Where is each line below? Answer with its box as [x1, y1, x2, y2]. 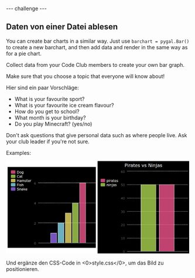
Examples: [6, 149, 31, 156]
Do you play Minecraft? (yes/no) [14, 120, 93, 127]
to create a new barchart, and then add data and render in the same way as [6, 43, 188, 50]
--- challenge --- [6, 5, 47, 12]
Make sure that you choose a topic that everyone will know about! [6, 73, 165, 80]
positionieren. [6, 265, 39, 272]
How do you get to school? [14, 108, 80, 115]
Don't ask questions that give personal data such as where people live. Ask [6, 131, 187, 138]
